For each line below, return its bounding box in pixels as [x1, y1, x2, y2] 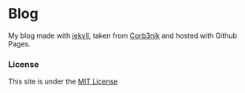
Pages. [8, 39, 31, 48]
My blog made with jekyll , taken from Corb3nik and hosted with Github [8, 31, 238, 40]
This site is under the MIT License [8, 76, 118, 87]
